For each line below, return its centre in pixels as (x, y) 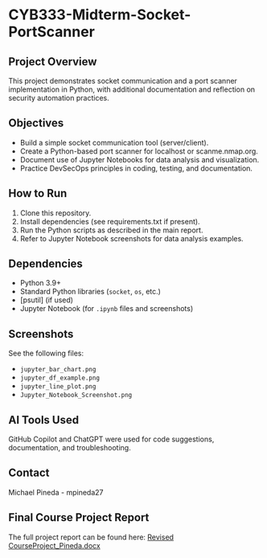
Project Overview (53, 62)
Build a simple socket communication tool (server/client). (114, 142)
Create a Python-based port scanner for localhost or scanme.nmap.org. (139, 151)
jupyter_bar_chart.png (58, 370)
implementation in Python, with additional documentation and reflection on (132, 89)
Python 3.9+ (41, 283)
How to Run (38, 193)
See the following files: (46, 353)
